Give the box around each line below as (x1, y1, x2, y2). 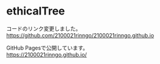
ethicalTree (6, 4, 65, 18)
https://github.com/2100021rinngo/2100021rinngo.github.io (6, 31, 155, 39)
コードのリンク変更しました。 (6, 25, 81, 32)
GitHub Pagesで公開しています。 (6, 44, 88, 51)
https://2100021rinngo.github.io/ (6, 51, 87, 58)
